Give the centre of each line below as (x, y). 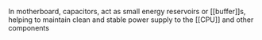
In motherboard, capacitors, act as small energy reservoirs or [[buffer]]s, (127, 11)
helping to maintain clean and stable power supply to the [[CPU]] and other (131, 20)
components (29, 28)
